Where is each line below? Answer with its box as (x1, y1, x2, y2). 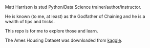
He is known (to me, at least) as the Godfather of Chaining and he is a (5, 14, 146, 19)
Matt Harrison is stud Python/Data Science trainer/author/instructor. (5, 4, 142, 10)
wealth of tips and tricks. (5, 19, 55, 24)
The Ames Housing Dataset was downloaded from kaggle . (5, 37, 123, 43)
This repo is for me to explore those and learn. (5, 28, 99, 33)
